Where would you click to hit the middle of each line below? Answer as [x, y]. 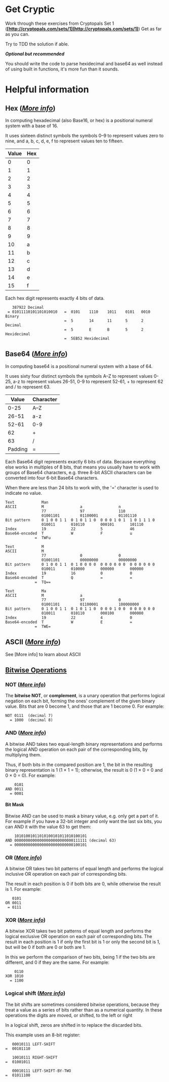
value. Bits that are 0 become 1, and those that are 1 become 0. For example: [85, 706]
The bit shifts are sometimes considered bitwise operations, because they [82, 1004]
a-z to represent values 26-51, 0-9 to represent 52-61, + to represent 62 [88, 381]
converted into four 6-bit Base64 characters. [52, 478]
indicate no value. [24, 493]
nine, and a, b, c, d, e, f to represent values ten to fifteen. [65, 141]
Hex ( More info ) [30, 108]
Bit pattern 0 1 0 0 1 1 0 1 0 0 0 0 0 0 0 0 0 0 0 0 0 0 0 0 [80, 564]
